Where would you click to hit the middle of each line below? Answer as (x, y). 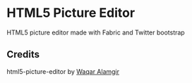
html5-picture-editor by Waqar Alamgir (63, 71)
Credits (23, 55)
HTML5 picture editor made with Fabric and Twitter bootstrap (96, 32)
